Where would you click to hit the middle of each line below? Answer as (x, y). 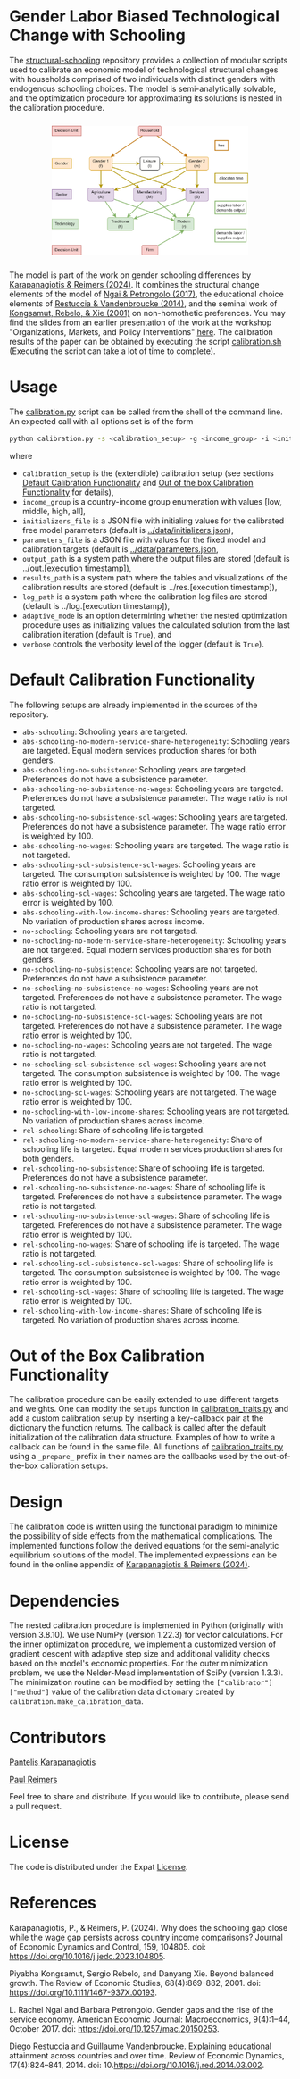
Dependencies (64, 1601)
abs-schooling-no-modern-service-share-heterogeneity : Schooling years (156, 741)
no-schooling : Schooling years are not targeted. (110, 931)
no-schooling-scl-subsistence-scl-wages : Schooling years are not (144, 1064)
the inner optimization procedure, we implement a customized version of (143, 1644)
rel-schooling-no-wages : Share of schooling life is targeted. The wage (151, 1244)
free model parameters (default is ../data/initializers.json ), (128, 530)
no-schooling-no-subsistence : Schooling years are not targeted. (140, 969)
